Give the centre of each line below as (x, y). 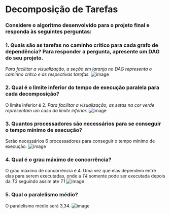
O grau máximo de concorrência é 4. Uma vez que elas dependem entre (81, 171)
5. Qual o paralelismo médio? (42, 195)
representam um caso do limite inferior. (46, 110)
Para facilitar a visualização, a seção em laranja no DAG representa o (79, 69)
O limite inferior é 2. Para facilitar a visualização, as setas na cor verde (80, 105)
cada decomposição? (32, 94)
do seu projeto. (24, 58)
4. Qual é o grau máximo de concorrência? (58, 160)
